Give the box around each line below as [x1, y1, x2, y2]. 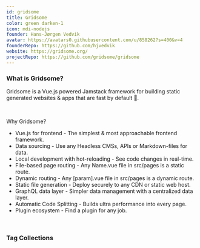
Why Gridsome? [6, 118, 47, 125]
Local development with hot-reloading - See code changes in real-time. [15, 155, 194, 163]
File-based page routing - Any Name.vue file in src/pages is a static [15, 161, 184, 169]
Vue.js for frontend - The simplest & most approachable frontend [15, 129, 178, 136]
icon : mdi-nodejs [6, 25, 50, 32]
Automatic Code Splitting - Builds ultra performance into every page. [15, 200, 187, 207]
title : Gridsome [6, 15, 47, 21]
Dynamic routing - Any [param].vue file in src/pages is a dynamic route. [15, 174, 195, 182]
